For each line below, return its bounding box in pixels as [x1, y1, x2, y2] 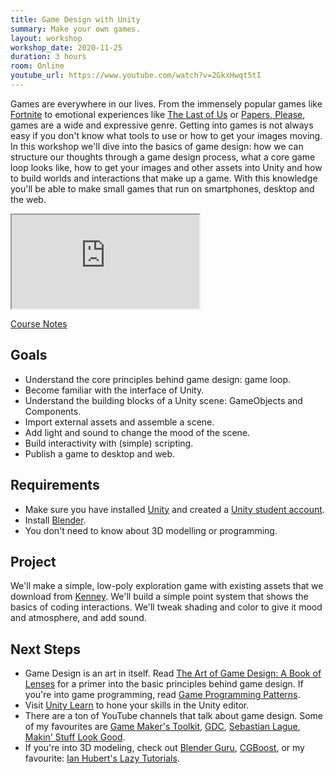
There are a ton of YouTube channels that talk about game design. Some [24, 710, 324, 722]
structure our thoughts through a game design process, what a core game [10, 151, 316, 163]
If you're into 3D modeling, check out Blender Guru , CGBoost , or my [24, 742, 305, 754]
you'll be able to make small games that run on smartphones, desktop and [10, 182, 315, 195]
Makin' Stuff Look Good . [24, 731, 126, 743]
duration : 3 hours [10, 52, 87, 62]
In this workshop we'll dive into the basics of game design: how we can [10, 140, 304, 152]
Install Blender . [24, 514, 87, 526]
